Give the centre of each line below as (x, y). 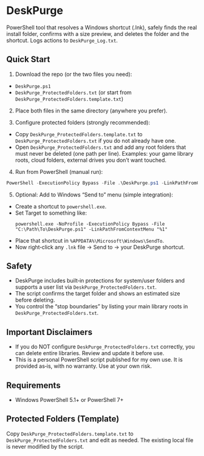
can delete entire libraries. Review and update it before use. (90, 353)
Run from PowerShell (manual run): (59, 171)
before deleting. (35, 300)
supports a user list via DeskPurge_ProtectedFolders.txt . (86, 287)
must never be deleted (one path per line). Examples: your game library (104, 153)
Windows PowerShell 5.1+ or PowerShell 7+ (69, 400)
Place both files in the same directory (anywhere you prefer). (91, 111)
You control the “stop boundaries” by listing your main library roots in (101, 306)
